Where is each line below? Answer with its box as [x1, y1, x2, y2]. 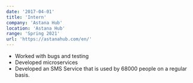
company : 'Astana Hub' [6, 20, 63, 25]
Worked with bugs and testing [14, 53, 89, 59]
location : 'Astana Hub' [6, 25, 66, 31]
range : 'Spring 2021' [6, 31, 60, 37]
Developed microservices [14, 59, 78, 66]
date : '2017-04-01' [6, 8, 55, 15]
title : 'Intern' [6, 14, 47, 20]
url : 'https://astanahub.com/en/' [6, 36, 93, 42]
